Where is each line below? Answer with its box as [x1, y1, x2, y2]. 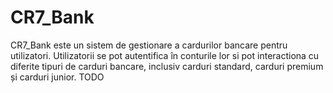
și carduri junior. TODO [10, 71, 105, 83]
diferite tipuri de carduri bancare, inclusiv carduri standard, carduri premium [10, 60, 324, 72]
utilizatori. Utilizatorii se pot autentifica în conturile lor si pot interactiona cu [10, 49, 320, 61]
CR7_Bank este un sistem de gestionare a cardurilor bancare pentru [10, 39, 288, 51]
